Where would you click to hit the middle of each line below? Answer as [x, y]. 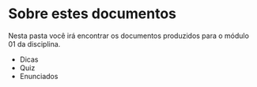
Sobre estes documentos [92, 14]
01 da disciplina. [34, 43]
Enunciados [39, 76]
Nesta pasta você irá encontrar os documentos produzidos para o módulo [128, 36]
